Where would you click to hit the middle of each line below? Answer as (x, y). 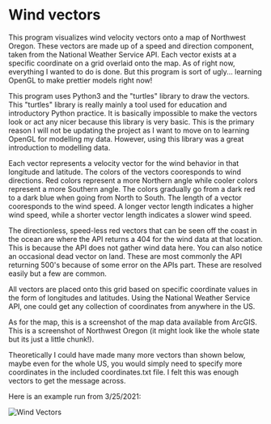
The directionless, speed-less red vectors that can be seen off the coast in (133, 230)
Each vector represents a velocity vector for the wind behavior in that (124, 163)
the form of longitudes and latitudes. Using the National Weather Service (129, 298)
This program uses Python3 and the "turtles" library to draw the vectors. (129, 95)
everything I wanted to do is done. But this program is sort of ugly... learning (135, 71)
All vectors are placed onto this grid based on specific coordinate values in (133, 289)
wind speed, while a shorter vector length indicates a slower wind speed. (130, 214)
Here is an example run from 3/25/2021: (75, 396)
